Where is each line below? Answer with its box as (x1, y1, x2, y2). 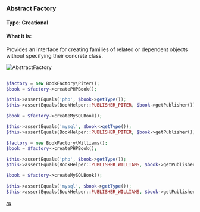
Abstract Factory (6, 4, 57, 13)
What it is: (6, 33, 32, 40)
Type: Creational (6, 19, 49, 26)
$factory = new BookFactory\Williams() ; (6, 140, 108, 146)
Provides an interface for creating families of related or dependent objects (6, 46, 188, 53)
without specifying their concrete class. (6, 52, 103, 59)
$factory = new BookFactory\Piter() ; (6, 80, 100, 86)
